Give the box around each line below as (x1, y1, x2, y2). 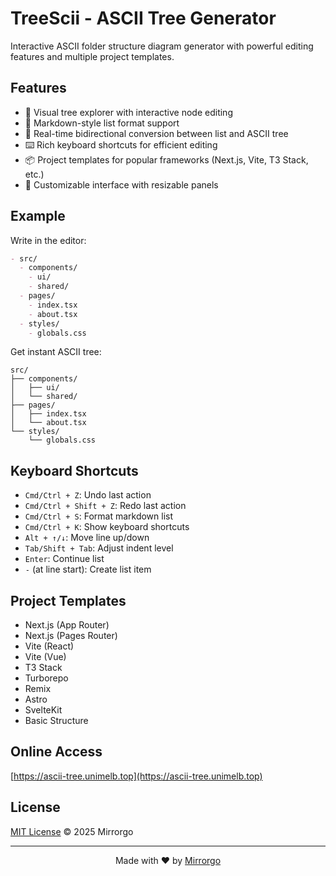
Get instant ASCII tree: (10, 346, 102, 358)
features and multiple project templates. (10, 50, 175, 62)
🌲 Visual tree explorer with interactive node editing (24, 106, 233, 118)
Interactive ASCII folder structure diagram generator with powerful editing (10, 40, 314, 52)
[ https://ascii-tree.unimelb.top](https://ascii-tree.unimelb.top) (10, 770, 263, 782)
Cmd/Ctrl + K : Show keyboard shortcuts (24, 521, 190, 533)
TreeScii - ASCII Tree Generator (10, 7, 277, 30)
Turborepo (24, 672, 69, 684)
